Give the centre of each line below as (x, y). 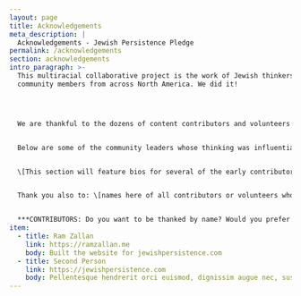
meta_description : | (48, 34)
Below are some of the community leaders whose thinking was (134, 148)
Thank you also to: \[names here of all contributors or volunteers (148, 196)
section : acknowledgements (60, 59)
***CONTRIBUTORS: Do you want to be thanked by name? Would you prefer (154, 220)
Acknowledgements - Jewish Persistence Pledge (106, 42)
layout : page (34, 17)
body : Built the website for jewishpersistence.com (124, 253)
